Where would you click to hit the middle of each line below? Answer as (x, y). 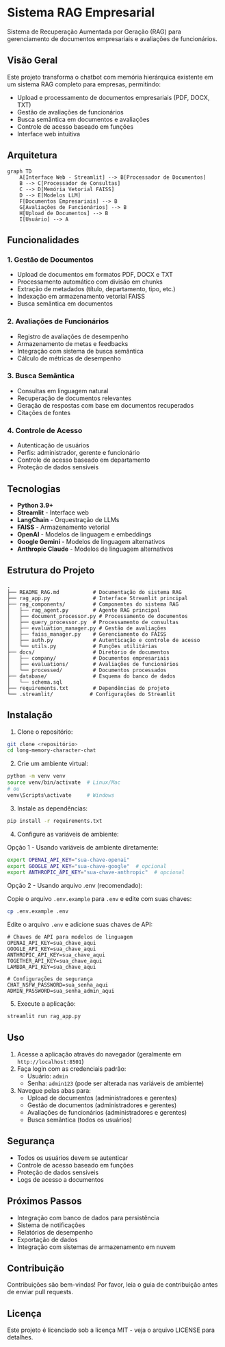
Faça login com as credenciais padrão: (71, 1068)
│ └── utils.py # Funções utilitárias (82, 646)
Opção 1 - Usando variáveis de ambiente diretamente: (83, 847)
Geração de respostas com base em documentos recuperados (105, 405)
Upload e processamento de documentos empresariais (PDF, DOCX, (113, 97)
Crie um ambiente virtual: (53, 764)
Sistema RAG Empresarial (81, 13)
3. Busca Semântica (41, 376)
